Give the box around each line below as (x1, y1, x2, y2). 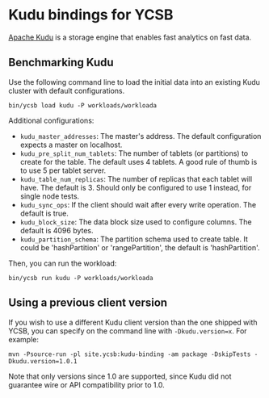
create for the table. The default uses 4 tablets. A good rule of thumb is (19, 157, 258, 166)
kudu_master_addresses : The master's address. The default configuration (19, 131, 262, 140)
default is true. (19, 208, 69, 218)
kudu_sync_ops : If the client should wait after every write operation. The (19, 199, 257, 209)
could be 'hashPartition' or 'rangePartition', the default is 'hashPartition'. (19, 242, 260, 252)
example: (8, 334, 39, 344)
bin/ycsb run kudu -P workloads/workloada (8, 274, 153, 282)
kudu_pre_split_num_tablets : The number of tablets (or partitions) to (19, 148, 249, 158)
